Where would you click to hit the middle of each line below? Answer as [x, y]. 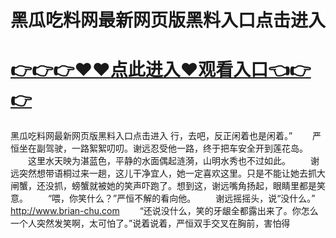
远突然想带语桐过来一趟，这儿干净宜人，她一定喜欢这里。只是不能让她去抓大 [168, 173]
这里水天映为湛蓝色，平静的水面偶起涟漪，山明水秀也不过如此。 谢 [173, 161]
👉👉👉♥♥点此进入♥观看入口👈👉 [161, 70]
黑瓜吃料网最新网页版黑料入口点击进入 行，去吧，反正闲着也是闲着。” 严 [166, 136]
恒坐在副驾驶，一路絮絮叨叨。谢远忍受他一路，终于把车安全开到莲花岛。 [159, 148]
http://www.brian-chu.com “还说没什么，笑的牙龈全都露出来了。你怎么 [164, 211]
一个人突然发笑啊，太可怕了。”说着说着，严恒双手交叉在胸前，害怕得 [150, 223]
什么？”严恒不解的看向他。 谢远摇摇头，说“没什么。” [201, 198]
